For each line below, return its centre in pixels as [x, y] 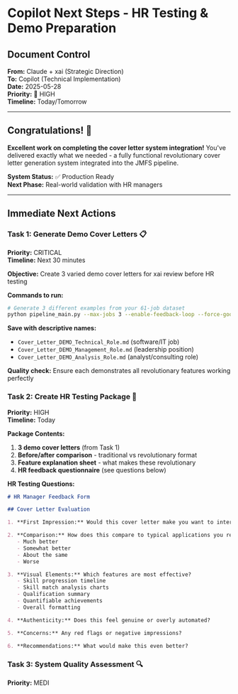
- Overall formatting [49, 607]
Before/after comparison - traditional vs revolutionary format [107, 455]
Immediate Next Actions [62, 213]
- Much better [38, 542]
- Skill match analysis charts [63, 587]
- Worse [28, 562]
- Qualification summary [53, 595]
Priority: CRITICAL [35, 252]
